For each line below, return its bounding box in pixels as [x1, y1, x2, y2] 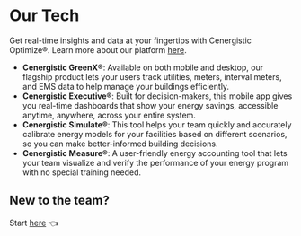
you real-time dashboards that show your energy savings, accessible [22, 100, 279, 110]
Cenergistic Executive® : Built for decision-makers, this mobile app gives [22, 91, 293, 101]
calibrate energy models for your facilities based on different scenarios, [22, 128, 288, 139]
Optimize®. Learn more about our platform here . [9, 44, 187, 55]
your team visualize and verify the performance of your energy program [22, 157, 289, 168]
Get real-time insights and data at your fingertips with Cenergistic [9, 35, 252, 46]
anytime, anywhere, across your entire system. [22, 109, 196, 120]
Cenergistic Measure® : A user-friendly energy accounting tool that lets [22, 147, 288, 158]
